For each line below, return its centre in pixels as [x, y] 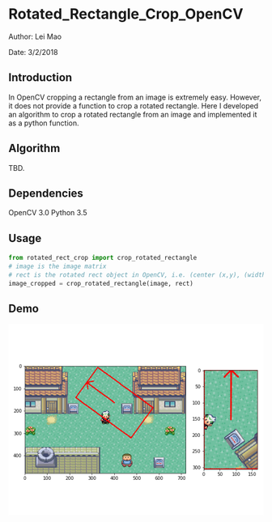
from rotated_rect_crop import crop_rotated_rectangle [103, 258]
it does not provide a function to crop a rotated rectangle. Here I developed [134, 105]
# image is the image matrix [57, 267]
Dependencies [46, 193]
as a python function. [44, 123]
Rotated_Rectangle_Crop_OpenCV [126, 14]
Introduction [40, 78]
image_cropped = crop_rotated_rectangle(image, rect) [101, 283]
